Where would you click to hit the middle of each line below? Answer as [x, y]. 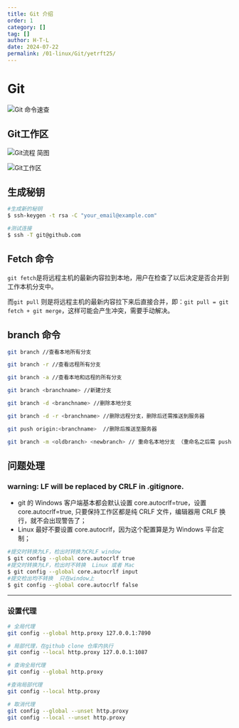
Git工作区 [28, 134]
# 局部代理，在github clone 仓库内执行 [60, 646]
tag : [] [19, 34]
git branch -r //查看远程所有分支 [54, 365]
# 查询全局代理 [27, 665]
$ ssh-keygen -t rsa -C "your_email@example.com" [83, 216]
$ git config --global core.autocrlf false [73, 585]
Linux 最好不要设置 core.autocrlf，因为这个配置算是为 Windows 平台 [118, 529]
